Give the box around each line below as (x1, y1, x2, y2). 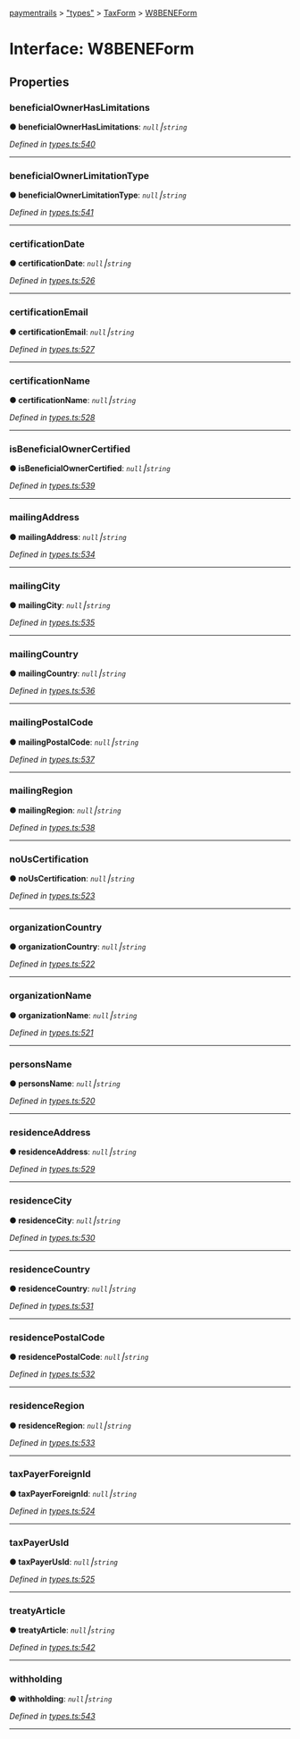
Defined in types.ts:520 (9, 1095, 96, 1107)
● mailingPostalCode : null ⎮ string (9, 737, 139, 747)
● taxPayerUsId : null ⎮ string (9, 1557, 119, 1567)
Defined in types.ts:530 (9, 1232, 96, 1243)
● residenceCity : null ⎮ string (9, 1215, 121, 1226)
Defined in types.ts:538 (9, 822, 96, 832)
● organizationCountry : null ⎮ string (9, 941, 146, 952)
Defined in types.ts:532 (9, 1369, 96, 1380)
